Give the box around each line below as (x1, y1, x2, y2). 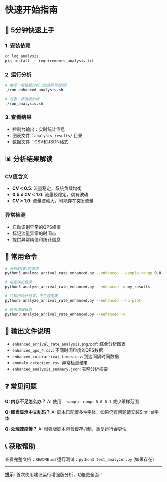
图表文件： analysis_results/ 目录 (12, 132, 83, 138)
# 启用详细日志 (5, 307, 32, 312)
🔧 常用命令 (5, 253, 37, 261)
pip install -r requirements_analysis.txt (5, 58, 94, 63)
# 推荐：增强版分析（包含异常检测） (5, 83, 69, 88)
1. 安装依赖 (5, 42, 31, 49)
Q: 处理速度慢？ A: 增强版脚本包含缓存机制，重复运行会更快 (5, 426, 127, 432)
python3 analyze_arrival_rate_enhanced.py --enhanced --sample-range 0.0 (5, 271, 162, 276)
